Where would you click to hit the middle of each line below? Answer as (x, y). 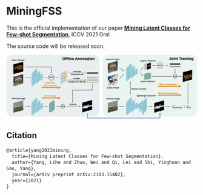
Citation (22, 135)
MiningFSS (34, 11)
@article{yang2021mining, (39, 150)
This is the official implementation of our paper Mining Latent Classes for (98, 28)
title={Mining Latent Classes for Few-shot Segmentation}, (88, 156)
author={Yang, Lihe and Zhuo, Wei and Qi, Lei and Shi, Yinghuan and (101, 162)
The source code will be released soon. (55, 46)
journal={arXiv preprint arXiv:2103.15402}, (69, 174)
